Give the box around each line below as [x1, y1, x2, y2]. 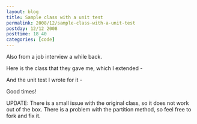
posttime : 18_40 [6, 31, 47, 37]
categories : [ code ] [6, 37, 55, 43]
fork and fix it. [6, 112, 41, 119]
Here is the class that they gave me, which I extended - [6, 65, 143, 72]
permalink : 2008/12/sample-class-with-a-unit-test [6, 20, 136, 26]
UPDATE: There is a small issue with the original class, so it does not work [6, 99, 189, 107]
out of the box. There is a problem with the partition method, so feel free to [6, 106, 192, 113]
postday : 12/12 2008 [6, 25, 58, 32]
